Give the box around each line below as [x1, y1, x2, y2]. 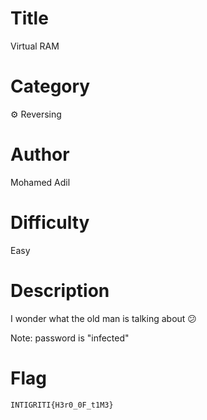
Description [10, 279, 110, 302]
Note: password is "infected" [10, 332, 130, 344]
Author [10, 143, 70, 166]
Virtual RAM [10, 40, 60, 52]
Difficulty [10, 212, 90, 234]
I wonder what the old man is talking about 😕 [10, 312, 197, 324]
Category [10, 75, 91, 98]
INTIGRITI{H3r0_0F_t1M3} [10, 400, 114, 410]
